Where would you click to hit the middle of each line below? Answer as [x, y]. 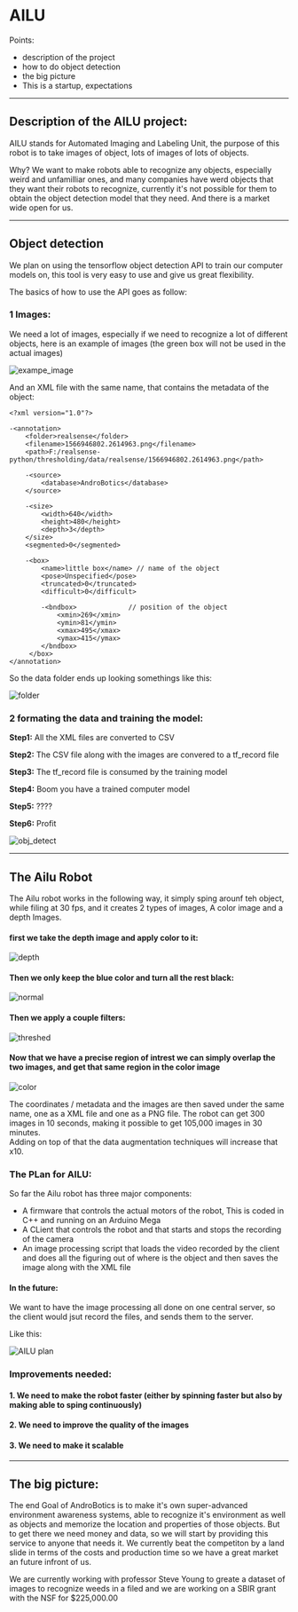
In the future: [34, 1287]
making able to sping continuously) [76, 1404]
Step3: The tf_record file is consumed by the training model [118, 772]
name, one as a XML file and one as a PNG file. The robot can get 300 [137, 1113]
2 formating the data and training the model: [106, 718]
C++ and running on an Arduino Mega [91, 1221]
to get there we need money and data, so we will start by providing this [139, 1534]
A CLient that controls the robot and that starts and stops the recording [152, 1229]
